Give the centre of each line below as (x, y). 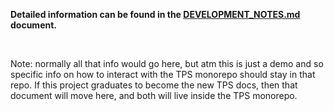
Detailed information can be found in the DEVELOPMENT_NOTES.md (155, 14)
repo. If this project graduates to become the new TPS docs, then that (154, 85)
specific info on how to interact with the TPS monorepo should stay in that (163, 74)
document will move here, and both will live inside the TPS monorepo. (154, 95)
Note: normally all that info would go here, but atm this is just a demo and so (167, 63)
